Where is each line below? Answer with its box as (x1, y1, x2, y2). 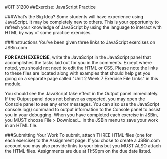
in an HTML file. (5, 122, 38, 128)
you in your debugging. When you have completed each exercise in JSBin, (5, 112, 158, 118)
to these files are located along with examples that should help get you (5, 70, 151, 76)
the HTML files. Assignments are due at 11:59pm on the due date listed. (5, 148, 151, 154)
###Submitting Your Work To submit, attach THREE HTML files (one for (5, 132, 152, 138)
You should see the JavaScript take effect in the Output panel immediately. (5, 91, 159, 96)
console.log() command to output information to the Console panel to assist (5, 107, 161, 112)
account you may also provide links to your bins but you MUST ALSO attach (5, 143, 161, 149)
